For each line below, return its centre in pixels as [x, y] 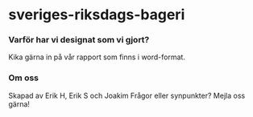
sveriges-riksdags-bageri [97, 15]
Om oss [23, 78]
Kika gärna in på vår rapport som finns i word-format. [97, 57]
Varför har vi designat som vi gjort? [79, 40]
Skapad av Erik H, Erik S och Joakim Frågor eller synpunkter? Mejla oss [127, 95]
